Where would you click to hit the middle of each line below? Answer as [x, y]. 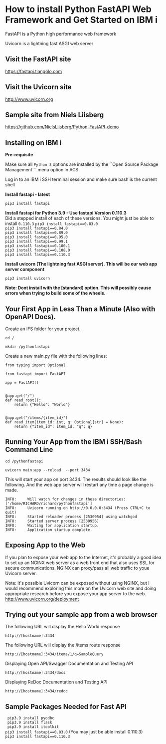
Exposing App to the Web [45, 545]
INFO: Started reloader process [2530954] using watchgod [71, 517]
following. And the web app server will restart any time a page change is [79, 484]
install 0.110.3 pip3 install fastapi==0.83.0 [52, 223]
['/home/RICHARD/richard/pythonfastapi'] [49, 504]
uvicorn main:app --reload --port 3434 [48, 470]
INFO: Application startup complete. [49, 530]
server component [25, 270]
